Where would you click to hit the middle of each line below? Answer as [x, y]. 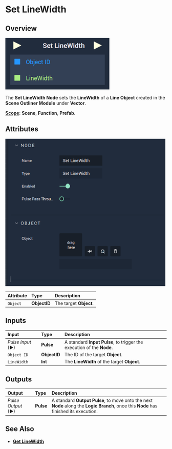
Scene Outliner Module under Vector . [46, 103]
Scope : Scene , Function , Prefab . [40, 113]
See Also [20, 429]
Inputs [16, 321]
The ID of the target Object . [94, 354]
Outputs [19, 380]
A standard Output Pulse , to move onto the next [102, 400]
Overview [21, 28]
